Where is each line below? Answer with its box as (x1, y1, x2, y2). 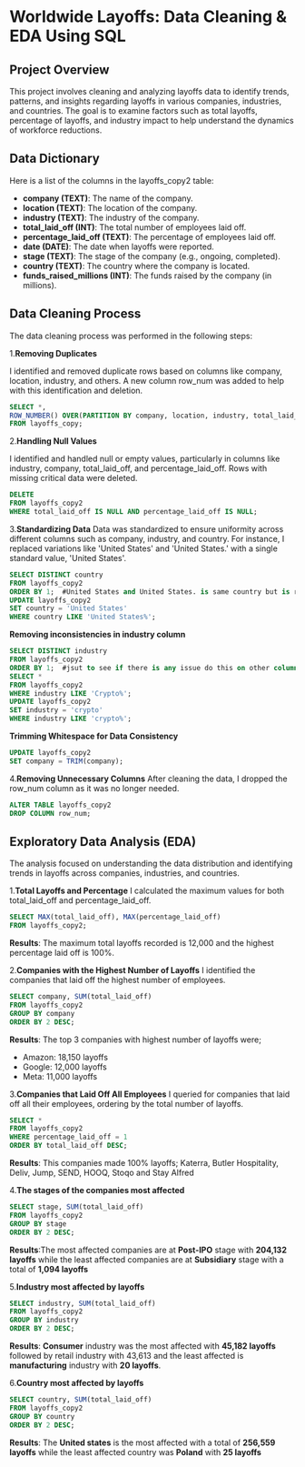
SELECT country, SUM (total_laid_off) (9, 1395, 152, 1404)
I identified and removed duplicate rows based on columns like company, (9, 366, 283, 377)
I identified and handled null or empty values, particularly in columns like (9, 453, 280, 465)
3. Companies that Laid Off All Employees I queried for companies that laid (9, 1089, 290, 1100)
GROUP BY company (9, 1009, 75, 1018)
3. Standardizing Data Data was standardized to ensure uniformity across (9, 523, 284, 534)
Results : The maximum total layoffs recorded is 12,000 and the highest (9, 938, 274, 949)
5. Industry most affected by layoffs (9, 1281, 145, 1292)
